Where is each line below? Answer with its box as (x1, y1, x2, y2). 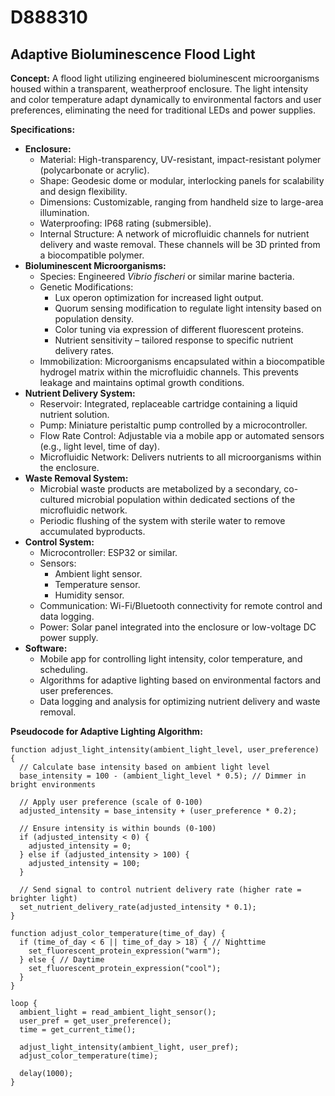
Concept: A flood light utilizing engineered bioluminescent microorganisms (10, 72, 320, 84)
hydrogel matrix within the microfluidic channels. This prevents (39, 366, 299, 378)
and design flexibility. (39, 186, 128, 197)
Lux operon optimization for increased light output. (54, 292, 264, 303)
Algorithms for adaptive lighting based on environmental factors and (39, 674, 322, 686)
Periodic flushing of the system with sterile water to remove (39, 515, 286, 526)
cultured (39, 494, 75, 505)
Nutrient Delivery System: (24, 387, 136, 399)
